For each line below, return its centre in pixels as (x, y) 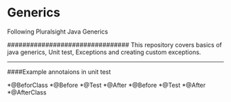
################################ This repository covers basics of (114, 44)
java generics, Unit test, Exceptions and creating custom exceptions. (104, 52)
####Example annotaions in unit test (59, 72)
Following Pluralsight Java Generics (58, 31)
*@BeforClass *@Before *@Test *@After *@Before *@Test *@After (107, 85)
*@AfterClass (27, 92)
